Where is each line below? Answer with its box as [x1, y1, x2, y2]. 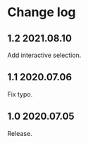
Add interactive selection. [7, 51, 82, 59]
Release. [7, 129, 33, 137]
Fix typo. [7, 89, 33, 99]
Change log [7, 4, 76, 20]
